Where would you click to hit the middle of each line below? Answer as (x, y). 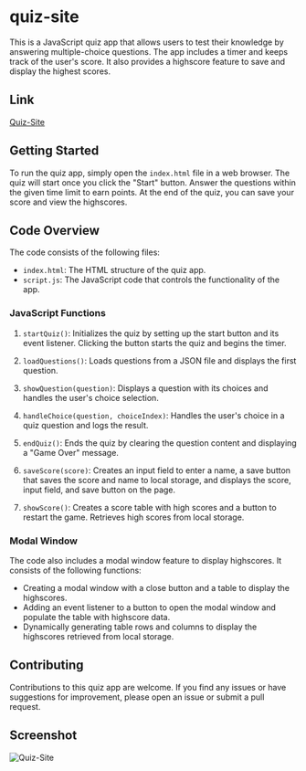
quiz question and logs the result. (85, 425)
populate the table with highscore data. (96, 617)
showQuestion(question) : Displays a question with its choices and (145, 388)
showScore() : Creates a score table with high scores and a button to (149, 507)
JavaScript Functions (58, 313)
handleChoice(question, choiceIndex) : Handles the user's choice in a (153, 415)
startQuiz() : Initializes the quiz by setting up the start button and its (151, 333)
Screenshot (43, 736)
